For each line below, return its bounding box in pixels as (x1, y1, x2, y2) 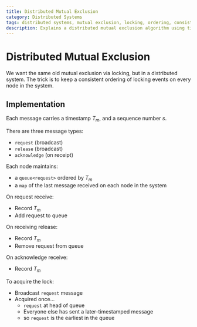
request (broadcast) (14, 139, 63, 146)
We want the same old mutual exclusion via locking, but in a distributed (6, 70, 178, 77)
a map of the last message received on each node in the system (14, 181, 167, 188)
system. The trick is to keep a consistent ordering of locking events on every (6, 76, 191, 83)
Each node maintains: (6, 163, 59, 170)
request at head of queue (23, 302, 85, 309)
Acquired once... (14, 295, 55, 302)
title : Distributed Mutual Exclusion (6, 8, 98, 15)
